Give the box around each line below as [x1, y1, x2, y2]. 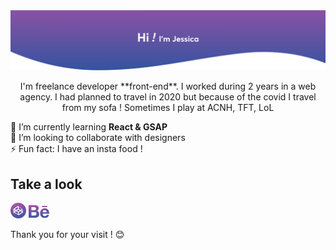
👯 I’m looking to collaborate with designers [10, 132, 186, 144]
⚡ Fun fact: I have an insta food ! [10, 143, 143, 155]
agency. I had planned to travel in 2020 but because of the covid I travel [19, 91, 317, 103]
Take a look [10, 175, 83, 193]
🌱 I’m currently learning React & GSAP [10, 121, 168, 133]
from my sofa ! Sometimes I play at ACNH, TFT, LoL [61, 102, 275, 114]
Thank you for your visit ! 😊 [10, 229, 125, 241]
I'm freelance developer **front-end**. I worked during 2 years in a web [19, 80, 317, 93]
